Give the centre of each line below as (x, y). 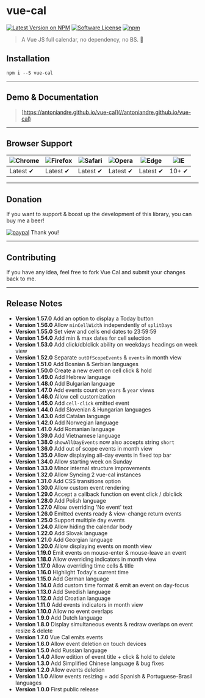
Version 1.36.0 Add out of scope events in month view (84, 448)
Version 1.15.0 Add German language (62, 579)
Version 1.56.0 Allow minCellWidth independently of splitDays (94, 325)
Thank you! (45, 233)
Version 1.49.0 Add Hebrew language (63, 377)
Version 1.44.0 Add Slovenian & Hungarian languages (83, 409)
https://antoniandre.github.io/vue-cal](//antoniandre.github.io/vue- (107, 112)
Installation (28, 59)
